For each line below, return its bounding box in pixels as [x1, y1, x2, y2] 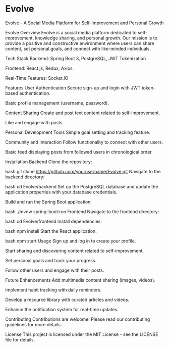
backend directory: [5, 174, 45, 180]
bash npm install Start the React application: [5, 228, 97, 234]
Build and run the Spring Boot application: [5, 199, 92, 205]
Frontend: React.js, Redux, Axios [5, 65, 73, 71]
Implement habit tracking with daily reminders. [5, 286, 102, 293]
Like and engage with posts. [5, 119, 64, 125]
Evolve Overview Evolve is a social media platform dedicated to [5, 29, 137, 35]
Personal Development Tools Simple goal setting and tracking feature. [5, 129, 150, 135]
